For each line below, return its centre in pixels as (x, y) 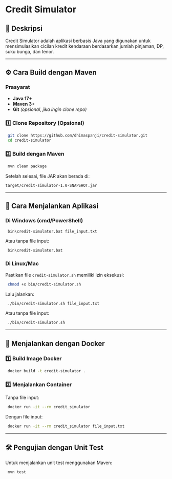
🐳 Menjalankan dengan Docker (55, 343)
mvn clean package (27, 166)
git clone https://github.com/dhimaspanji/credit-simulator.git (77, 135)
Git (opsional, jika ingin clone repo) (50, 109)
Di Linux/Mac (22, 264)
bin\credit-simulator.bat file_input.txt (52, 231)
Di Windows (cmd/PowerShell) (44, 221)
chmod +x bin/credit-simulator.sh (44, 284)
